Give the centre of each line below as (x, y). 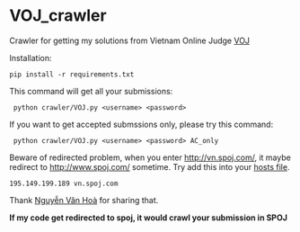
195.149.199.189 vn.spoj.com (64, 183)
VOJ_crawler (58, 16)
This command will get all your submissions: (91, 91)
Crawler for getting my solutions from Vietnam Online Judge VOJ (129, 40)
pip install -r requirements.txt (72, 74)
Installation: (31, 58)
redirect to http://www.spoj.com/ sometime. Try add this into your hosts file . (150, 166)
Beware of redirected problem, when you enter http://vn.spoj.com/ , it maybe (150, 157)
